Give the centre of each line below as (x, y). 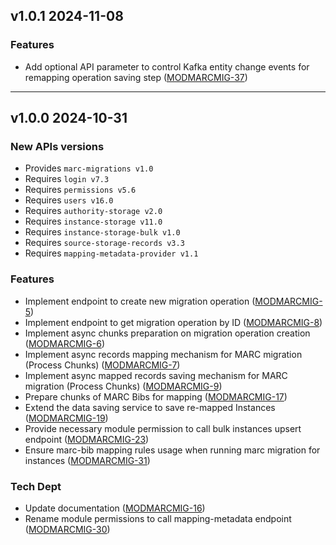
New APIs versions (57, 146)
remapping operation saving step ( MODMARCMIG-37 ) (136, 77)
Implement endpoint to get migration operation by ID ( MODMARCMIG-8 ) (173, 322)
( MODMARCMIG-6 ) (64, 343)
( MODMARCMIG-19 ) (66, 418)
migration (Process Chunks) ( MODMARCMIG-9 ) (123, 386)
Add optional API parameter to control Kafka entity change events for (167, 66)
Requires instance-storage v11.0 (93, 221)
